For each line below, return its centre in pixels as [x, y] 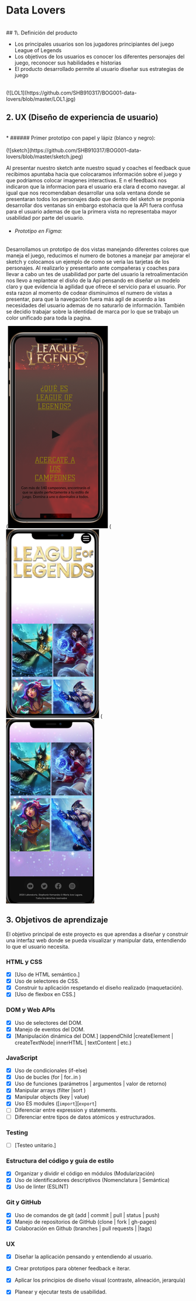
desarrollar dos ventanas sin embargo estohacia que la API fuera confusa [94, 205]
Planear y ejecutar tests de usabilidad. [61, 1292]
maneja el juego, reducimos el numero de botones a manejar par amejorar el [98, 255]
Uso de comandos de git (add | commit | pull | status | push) [87, 1215]
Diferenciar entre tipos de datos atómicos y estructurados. [85, 1117]
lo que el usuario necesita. [38, 946]
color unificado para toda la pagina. [49, 318]
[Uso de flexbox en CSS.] [45, 994]
